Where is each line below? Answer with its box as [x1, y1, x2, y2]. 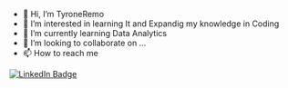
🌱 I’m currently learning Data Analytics [22, 28, 167, 38]
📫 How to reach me [22, 48, 98, 58]
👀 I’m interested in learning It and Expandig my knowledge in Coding [22, 18, 280, 29]
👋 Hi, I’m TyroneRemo [22, 9, 105, 19]
